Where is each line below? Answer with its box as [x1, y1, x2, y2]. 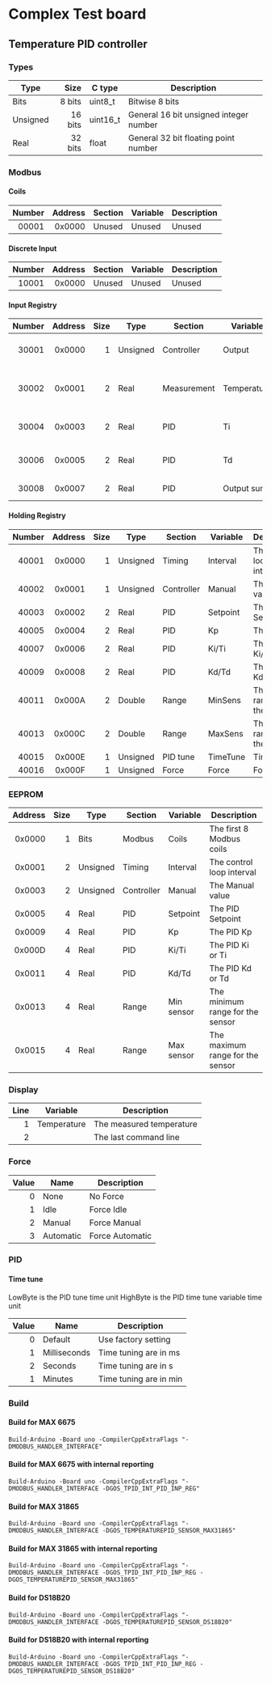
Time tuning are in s [98, 1360, 173, 1371]
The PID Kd [209, 962, 252, 973]
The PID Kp [209, 926, 252, 937]
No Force [89, 1190, 125, 1202]
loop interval [209, 867, 256, 878]
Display [8, 1083, 39, 1095]
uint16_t [89, 114, 121, 125]
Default [43, 1333, 71, 1345]
